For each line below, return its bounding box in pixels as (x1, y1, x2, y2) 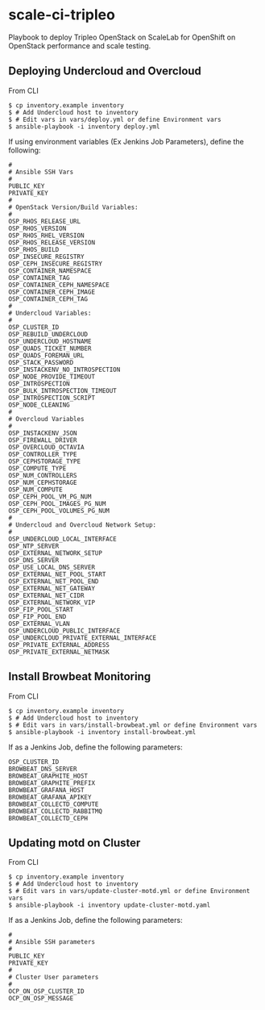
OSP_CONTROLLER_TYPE (8, 450, 78, 458)
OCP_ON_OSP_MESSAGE (8, 995, 74, 1003)
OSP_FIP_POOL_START (8, 605, 74, 614)
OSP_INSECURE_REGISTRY (8, 252, 85, 261)
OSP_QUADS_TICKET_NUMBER (8, 344, 92, 353)
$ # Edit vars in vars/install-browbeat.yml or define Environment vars (8, 720, 258, 729)
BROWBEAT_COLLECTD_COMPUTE (8, 800, 99, 808)
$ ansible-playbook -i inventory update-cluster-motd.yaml (8, 901, 211, 909)
